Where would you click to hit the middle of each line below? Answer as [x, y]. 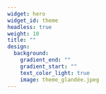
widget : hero [26, 14]
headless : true [30, 27]
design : [19, 47]
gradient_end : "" [46, 60]
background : [31, 54]
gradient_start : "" [49, 66]
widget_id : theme [33, 20]
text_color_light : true [55, 73]
